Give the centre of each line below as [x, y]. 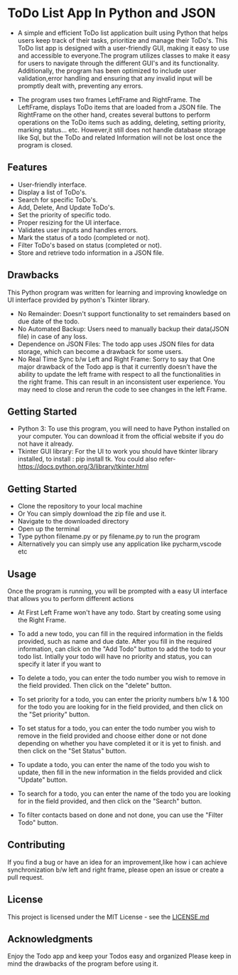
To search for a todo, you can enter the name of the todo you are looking [124, 793]
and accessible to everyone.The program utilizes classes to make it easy [124, 56]
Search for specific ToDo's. [58, 199]
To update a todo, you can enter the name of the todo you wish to [114, 765]
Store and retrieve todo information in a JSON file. [91, 252]
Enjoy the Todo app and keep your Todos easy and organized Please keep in [119, 956]
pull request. [26, 877]
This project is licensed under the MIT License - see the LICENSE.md [108, 917]
